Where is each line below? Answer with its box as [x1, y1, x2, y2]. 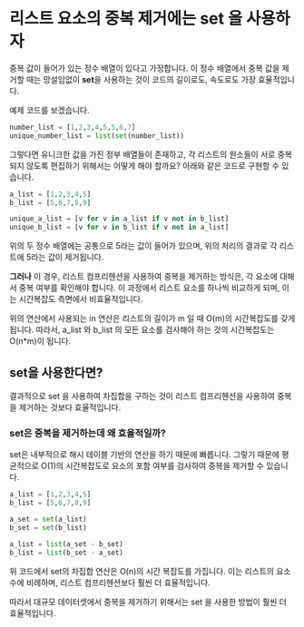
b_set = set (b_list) [9, 523, 88, 532]
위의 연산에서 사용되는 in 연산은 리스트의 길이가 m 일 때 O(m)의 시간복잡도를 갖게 [9, 313, 296, 324]
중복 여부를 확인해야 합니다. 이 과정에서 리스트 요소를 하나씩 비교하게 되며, [18, 282, 280, 293]
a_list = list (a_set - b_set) [9, 539, 124, 549]
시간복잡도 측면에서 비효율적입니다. [18, 294, 143, 305]
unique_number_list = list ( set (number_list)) [9, 131, 184, 141]
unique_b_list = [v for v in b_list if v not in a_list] [9, 223, 230, 232]
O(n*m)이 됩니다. [9, 336, 71, 347]
